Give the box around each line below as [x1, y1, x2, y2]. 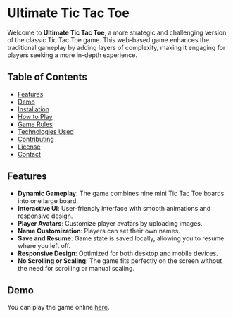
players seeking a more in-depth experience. [7, 51, 138, 59]
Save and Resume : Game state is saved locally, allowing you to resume [17, 234, 225, 243]
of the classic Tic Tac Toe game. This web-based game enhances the [7, 35, 210, 44]
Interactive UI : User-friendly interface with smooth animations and [17, 204, 211, 212]
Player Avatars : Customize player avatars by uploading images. [17, 219, 203, 227]
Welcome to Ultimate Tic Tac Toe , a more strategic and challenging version [7, 28, 227, 37]
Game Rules [17, 120, 53, 128]
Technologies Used [17, 127, 74, 135]
